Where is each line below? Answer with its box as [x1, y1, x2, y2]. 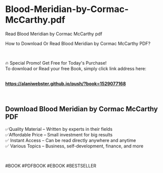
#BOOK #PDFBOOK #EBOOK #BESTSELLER [5, 162, 97, 168]
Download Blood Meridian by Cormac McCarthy [5, 105, 158, 113]
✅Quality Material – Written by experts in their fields [5, 126, 113, 132]
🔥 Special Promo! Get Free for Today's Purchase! [5, 60, 107, 66]
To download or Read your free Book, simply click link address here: [5, 65, 147, 71]
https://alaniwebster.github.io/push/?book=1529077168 [5, 80, 126, 86]
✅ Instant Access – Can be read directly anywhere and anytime [5, 137, 136, 143]
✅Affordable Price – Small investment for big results [5, 131, 113, 137]
